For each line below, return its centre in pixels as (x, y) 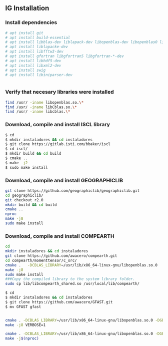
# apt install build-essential (38, 38)
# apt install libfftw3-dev (34, 52)
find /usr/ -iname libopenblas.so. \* (44, 102)
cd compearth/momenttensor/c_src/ (41, 260)
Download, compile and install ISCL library (57, 125)
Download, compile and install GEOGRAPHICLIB (64, 180)
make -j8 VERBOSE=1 (25, 325)
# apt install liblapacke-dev (37, 47)
